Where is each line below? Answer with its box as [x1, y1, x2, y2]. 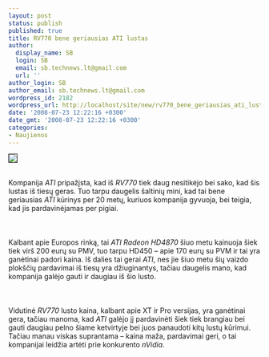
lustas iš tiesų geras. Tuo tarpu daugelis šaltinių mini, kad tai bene [8, 186, 226, 196]
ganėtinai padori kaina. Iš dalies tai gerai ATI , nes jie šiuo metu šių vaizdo [8, 254, 249, 264]
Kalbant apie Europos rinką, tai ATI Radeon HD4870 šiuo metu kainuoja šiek [8, 237, 258, 247]
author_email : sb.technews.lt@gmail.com [8, 86, 146, 95]
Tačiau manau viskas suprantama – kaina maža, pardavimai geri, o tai [8, 331, 237, 341]
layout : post [8, 11, 52, 20]
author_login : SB [8, 79, 66, 87]
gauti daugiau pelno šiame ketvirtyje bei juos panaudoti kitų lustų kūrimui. [8, 323, 251, 332]
